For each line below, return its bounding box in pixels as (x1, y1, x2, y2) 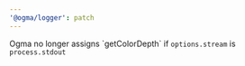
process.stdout (9, 47, 67, 57)
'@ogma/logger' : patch (9, 13, 95, 23)
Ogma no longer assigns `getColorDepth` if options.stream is (9, 38, 236, 49)
